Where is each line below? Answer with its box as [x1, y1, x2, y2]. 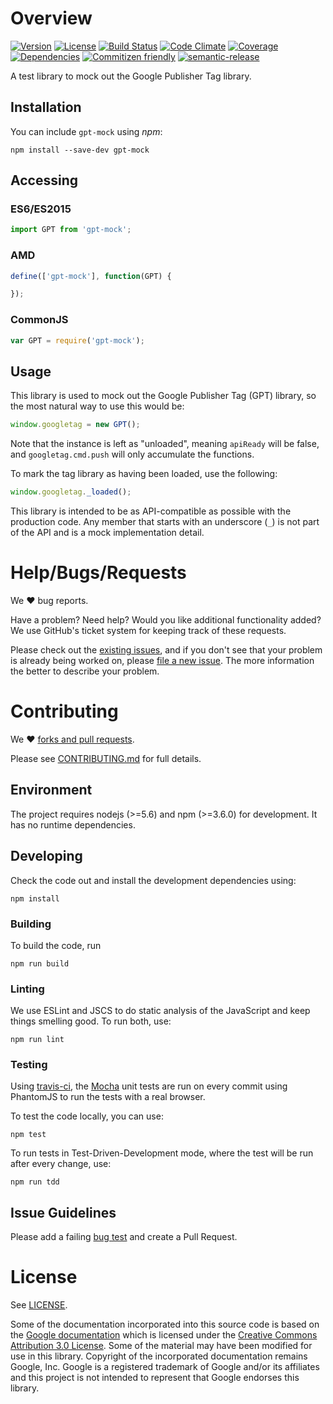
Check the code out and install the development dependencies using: [10, 874, 297, 886]
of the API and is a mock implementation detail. [10, 527, 205, 539]
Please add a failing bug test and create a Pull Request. [10, 1231, 238, 1243]
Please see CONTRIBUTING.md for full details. [10, 752, 202, 764]
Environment [10, 782, 93, 799]
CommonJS [10, 313, 69, 327]
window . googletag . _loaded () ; [10, 487, 132, 497]
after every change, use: [10, 1158, 112, 1170]
